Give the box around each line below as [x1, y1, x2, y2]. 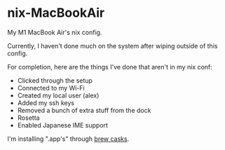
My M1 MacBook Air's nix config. [7, 28, 102, 36]
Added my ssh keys [17, 98, 75, 107]
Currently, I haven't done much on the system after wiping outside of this [7, 41, 218, 50]
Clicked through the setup [17, 76, 93, 85]
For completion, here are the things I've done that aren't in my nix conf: [7, 62, 212, 71]
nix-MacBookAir [7, 5, 105, 21]
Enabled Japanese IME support [17, 121, 109, 129]
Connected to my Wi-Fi [17, 83, 86, 92]
